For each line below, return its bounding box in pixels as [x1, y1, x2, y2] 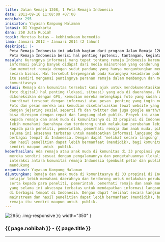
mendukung [9, 163, 29, 168]
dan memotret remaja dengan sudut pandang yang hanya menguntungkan [9, 67, 153, 72]
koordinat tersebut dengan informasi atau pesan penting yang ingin [9, 99, 155, 104]
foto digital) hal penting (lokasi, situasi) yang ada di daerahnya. [9, 90, 155, 94]
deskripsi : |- [5, 44, 34, 49]
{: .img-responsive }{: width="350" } [18, 212, 92, 219]
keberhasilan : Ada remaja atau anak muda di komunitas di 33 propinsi [5, 149, 153, 154]
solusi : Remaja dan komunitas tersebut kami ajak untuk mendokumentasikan [5, 85, 162, 90]
